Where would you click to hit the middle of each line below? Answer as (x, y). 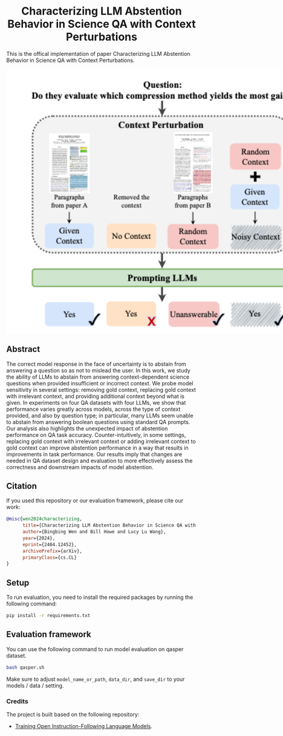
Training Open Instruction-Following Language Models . (84, 726)
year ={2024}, (39, 538)
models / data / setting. (35, 685)
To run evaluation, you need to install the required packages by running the (100, 597)
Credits (17, 701)
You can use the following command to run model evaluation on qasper (95, 649)
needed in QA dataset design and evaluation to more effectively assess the (99, 461)
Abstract (23, 349)
